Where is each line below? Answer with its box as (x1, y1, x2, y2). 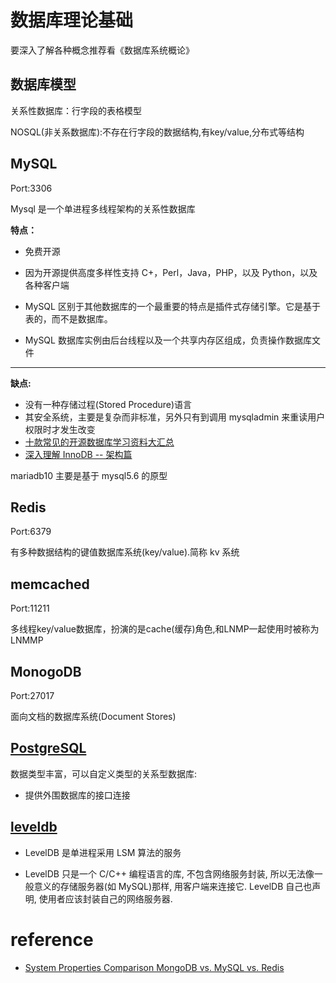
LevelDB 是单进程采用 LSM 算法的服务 (24, 846, 182, 858)
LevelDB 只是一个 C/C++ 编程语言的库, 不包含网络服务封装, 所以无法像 (24, 867, 315, 880)
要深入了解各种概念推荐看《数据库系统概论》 (10, 44, 195, 56)
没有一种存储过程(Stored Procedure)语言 (24, 398, 193, 410)
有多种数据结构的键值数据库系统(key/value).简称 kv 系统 (10, 546, 240, 558)
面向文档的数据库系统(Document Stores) (10, 711, 177, 722)
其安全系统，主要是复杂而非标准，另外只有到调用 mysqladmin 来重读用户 (24, 411, 326, 423)
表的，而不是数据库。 (24, 312, 113, 325)
